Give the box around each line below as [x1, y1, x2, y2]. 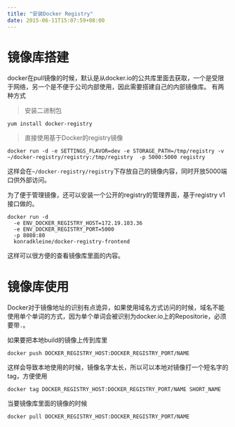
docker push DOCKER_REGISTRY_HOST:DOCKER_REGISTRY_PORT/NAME [7, 350, 190, 357]
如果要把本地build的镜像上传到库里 [7, 336, 108, 345]
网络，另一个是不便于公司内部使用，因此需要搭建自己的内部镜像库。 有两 [13, 82, 224, 91]
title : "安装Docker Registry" [7, 10, 93, 18]
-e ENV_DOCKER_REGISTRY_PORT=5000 [13, 226, 114, 233]
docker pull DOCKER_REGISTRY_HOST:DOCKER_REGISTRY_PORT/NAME [7, 413, 190, 421]
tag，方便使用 [7, 372, 48, 381]
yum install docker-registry [7, 120, 93, 127]
